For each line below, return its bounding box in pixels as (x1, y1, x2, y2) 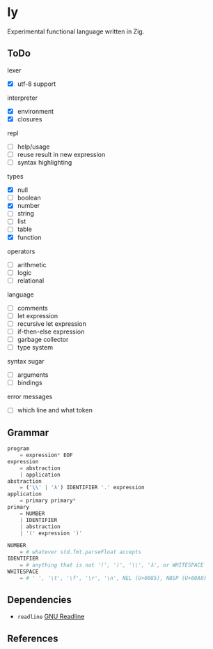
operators (7, 247, 35, 255)
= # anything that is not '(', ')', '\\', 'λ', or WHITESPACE (19, 562, 204, 569)
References (7, 632, 58, 644)
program (7, 445, 30, 452)
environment (17, 107, 54, 115)
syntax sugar (7, 357, 45, 366)
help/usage (17, 142, 50, 151)
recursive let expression (17, 319, 87, 328)
